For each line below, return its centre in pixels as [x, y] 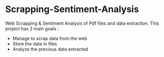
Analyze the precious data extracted [50, 49]
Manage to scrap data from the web [50, 38]
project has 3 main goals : [32, 28]
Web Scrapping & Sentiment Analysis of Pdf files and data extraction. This [82, 23]
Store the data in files [35, 43]
